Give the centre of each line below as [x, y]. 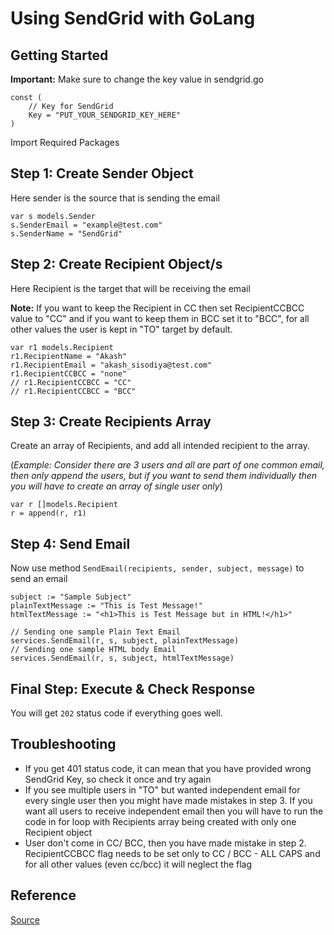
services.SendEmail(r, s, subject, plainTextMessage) [125, 641]
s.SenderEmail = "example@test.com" [86, 225]
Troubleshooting [63, 744]
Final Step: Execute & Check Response [133, 688]
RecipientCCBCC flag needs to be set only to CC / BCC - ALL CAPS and [172, 853]
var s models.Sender [53, 216]
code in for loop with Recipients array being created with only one [160, 821]
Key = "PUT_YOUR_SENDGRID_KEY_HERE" [105, 115]
